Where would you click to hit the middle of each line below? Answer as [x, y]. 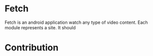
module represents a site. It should [40, 27]
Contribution [32, 48]
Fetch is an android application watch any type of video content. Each [76, 22]
